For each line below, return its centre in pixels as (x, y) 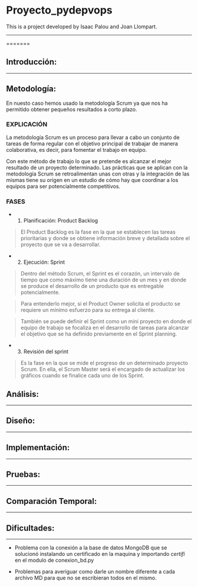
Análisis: (23, 394)
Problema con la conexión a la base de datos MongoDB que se (91, 548)
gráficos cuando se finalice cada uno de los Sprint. (82, 376)
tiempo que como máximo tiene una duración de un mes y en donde (103, 280)
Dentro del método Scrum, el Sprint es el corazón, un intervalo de (100, 274)
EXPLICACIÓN (27, 124)
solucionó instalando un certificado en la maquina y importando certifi (100, 554)
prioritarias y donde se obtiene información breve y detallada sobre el (105, 238)
